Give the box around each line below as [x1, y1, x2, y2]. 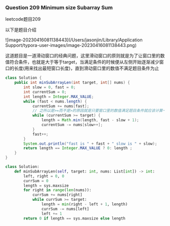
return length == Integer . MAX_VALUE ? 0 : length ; [23, 146, 133, 151]
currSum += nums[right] [32, 192, 82, 198]
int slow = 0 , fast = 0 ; [23, 85, 76, 90]
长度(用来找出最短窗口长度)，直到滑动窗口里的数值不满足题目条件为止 [14, 65, 159, 72]
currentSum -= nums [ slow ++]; [41, 123, 103, 128]
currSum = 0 [23, 178, 49, 183]
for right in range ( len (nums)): [23, 188, 92, 193]
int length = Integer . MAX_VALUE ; [23, 94, 94, 99]
